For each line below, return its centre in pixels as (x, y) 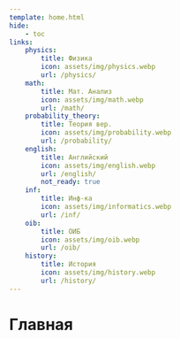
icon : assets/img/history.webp (98, 273)
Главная (41, 324)
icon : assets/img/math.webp (92, 100)
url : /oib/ (61, 248)
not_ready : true (71, 182)
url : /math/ (63, 108)
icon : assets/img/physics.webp (98, 67)
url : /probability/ (77, 141)
